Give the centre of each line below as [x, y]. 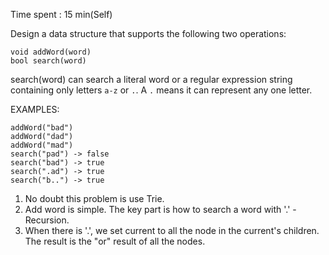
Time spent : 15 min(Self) [61, 14]
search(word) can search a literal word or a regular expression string [151, 79]
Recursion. [47, 220]
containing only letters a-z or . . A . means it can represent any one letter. [161, 90]
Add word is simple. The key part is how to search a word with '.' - [160, 209]
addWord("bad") [42, 128]
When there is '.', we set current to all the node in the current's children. [172, 230]
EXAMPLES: [35, 109]
